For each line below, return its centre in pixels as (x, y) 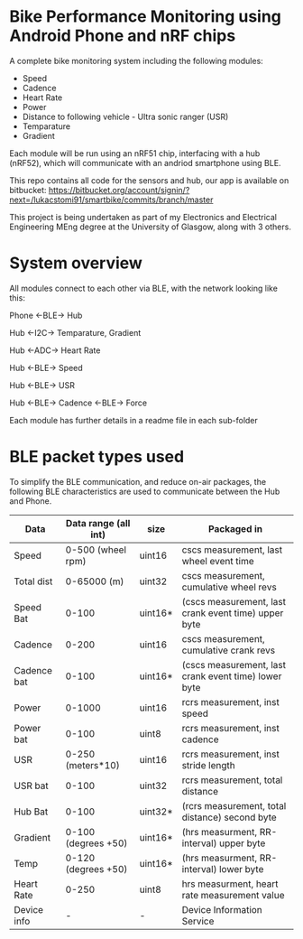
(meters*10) (92, 765)
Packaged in (236, 528)
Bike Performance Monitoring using (146, 17)
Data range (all (98, 523)
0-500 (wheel (96, 550)
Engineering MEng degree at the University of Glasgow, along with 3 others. (150, 227)
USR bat (31, 786)
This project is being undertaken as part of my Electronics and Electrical (143, 217)
